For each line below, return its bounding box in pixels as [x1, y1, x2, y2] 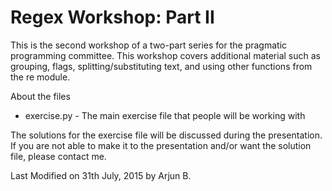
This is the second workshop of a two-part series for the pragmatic [10, 39, 288, 51]
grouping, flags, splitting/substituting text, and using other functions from [10, 60, 313, 72]
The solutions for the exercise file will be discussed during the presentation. [10, 129, 323, 141]
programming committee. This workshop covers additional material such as [10, 49, 321, 61]
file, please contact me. [10, 150, 107, 162]
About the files [10, 90, 71, 102]
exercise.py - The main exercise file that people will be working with [24, 109, 306, 121]
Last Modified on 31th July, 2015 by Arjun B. [10, 169, 192, 181]
